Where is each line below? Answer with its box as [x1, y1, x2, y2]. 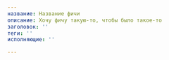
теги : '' [7, 29, 33, 37]
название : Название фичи [7, 10, 80, 17]
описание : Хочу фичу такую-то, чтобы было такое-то [7, 17, 162, 24]
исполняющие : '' [7, 36, 55, 43]
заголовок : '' [7, 23, 49, 30]
